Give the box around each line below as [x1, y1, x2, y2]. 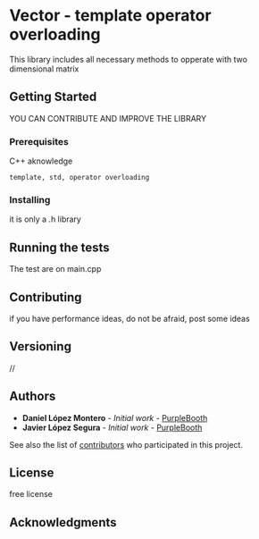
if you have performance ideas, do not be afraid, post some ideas [9, 313, 250, 324]
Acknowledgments [9, 515, 118, 530]
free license [9, 489, 54, 500]
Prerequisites [9, 135, 69, 147]
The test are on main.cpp [9, 264, 102, 274]
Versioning [9, 339, 71, 354]
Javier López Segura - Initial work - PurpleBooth [21, 422, 203, 433]
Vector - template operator [9, 5, 212, 26]
